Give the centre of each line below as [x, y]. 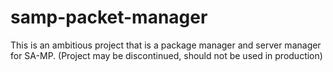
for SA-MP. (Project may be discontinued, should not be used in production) [166, 55]
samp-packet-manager [109, 17]
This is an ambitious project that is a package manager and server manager [166, 45]
